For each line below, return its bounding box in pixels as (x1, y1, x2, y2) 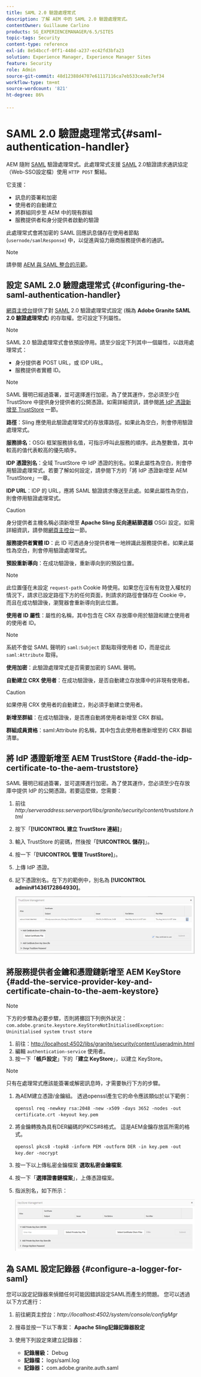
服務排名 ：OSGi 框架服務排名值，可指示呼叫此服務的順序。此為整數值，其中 (6, 439, 193, 446)
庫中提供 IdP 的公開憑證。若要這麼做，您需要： (6, 787, 123, 794)
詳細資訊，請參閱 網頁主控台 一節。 (6, 526, 90, 533)
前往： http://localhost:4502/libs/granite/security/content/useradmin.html (14, 1040, 195, 1047)
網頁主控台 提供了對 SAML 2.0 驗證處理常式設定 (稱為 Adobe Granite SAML (6, 306, 191, 314)
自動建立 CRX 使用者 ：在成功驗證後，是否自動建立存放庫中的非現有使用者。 (6, 676, 193, 684)
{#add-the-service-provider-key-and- (6, 977, 153, 987)
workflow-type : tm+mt (6, 79, 60, 85)
